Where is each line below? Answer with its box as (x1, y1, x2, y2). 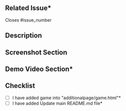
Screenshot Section (5, 48, 68, 56)
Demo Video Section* (5, 65, 73, 73)
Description (5, 32, 42, 40)
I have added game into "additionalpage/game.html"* (12, 95, 121, 101)
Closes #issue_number (5, 17, 52, 23)
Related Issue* (5, 4, 51, 12)
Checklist (5, 81, 36, 90)
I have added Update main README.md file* (12, 100, 103, 106)
